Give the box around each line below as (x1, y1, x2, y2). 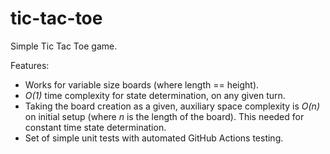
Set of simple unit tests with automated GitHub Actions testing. (24, 132, 284, 144)
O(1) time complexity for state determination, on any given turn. (24, 89, 286, 101)
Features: (10, 59, 50, 71)
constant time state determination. (24, 121, 167, 133)
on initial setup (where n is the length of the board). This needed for (24, 110, 305, 122)
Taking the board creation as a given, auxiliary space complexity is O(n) (24, 100, 320, 112)
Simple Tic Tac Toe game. (10, 40, 118, 52)
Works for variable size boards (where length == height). (24, 78, 260, 91)
